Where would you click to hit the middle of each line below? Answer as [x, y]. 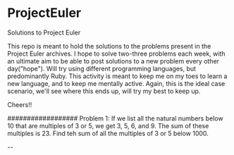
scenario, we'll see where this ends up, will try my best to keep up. [104, 91]
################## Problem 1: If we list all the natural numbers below [115, 118]
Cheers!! [20, 104]
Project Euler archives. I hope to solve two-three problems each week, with [116, 54]
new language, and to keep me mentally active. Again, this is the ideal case [116, 83]
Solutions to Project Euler [44, 32]
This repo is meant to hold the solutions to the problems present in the [109, 46]
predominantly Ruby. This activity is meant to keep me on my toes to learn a [117, 76]
